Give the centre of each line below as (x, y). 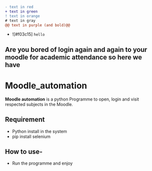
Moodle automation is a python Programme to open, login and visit (72, 99)
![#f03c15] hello (28, 34)
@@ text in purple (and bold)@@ (38, 25)
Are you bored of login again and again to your (76, 49)
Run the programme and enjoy (42, 163)
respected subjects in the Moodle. (39, 104)
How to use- (24, 151)
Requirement (25, 120)
